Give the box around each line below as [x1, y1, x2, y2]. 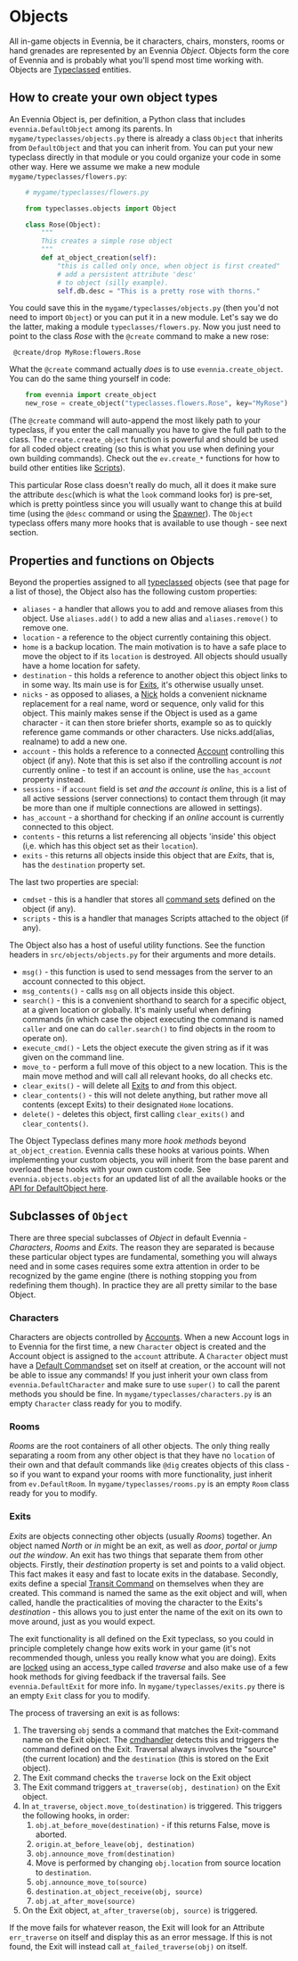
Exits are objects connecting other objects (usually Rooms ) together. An [9, 1530, 273, 1541]
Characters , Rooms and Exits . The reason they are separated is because [9, 1242, 275, 1253]
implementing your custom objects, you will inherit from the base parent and [9, 1154, 289, 1165]
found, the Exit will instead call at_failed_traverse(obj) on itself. [9, 1940, 248, 1951]
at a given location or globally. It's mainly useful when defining [21, 1004, 252, 1014]
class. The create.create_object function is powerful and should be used [9, 434, 278, 445]
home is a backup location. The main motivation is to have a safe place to [21, 641, 287, 652]
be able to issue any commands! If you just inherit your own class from [9, 1369, 269, 1380]
